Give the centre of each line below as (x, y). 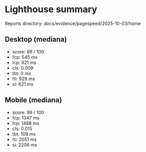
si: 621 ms (23, 84)
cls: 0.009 (23, 68)
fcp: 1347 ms (26, 117)
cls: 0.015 (22, 129)
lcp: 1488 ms (26, 123)
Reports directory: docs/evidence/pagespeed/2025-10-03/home (73, 23)
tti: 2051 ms (24, 139)
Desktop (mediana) (36, 39)
